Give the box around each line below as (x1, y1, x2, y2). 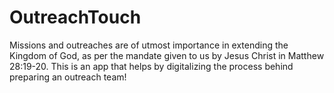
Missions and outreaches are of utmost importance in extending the (9, 39, 289, 51)
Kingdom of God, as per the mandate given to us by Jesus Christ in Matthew (9, 49, 325, 61)
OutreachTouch (9, 6, 142, 29)
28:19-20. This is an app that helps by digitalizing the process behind (9, 60, 294, 72)
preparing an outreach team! (9, 71, 127, 83)
